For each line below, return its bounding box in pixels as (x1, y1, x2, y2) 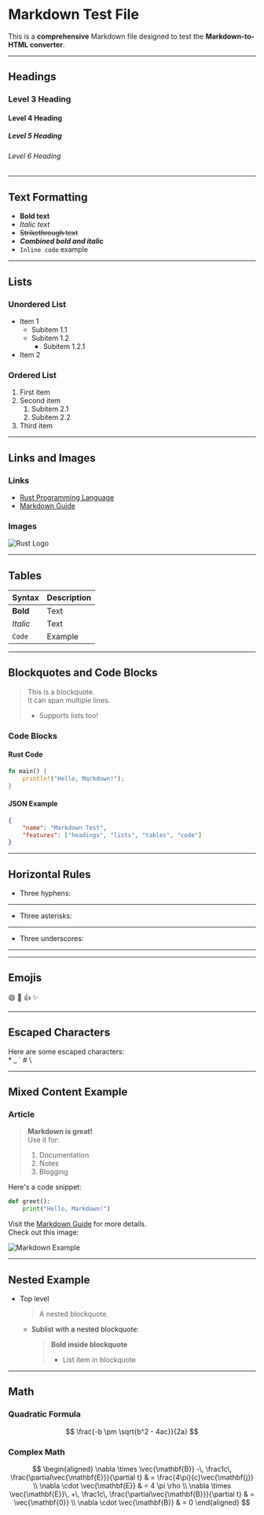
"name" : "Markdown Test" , (22, 824, 108, 832)
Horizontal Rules (8, 868, 91, 881)
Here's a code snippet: (8, 1183, 82, 1192)
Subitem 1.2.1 (42, 341, 86, 351)
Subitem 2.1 (31, 404, 69, 414)
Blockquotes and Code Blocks (8, 666, 158, 680)
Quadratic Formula (8, 1409, 81, 1420)
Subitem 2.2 (31, 413, 71, 422)
